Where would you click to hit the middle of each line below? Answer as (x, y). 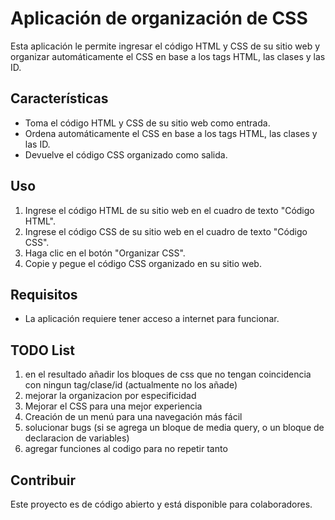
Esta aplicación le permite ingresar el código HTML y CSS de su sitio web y (165, 46)
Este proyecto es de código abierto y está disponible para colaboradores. (161, 504)
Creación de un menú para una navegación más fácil (133, 417)
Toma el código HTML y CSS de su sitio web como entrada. (147, 123)
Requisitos (44, 294)
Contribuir (43, 480)
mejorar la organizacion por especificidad (110, 396)
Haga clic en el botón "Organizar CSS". (105, 253)
